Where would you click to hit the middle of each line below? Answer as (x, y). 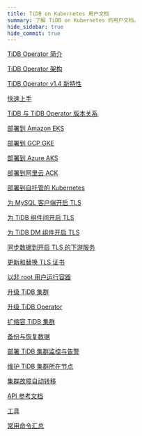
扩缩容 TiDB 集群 (31, 322)
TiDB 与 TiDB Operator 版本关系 (53, 113)
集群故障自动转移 (32, 381)
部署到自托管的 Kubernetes (46, 188)
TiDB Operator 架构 (35, 69)
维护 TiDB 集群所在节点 (40, 366)
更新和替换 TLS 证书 (36, 262)
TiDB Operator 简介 (35, 54)
